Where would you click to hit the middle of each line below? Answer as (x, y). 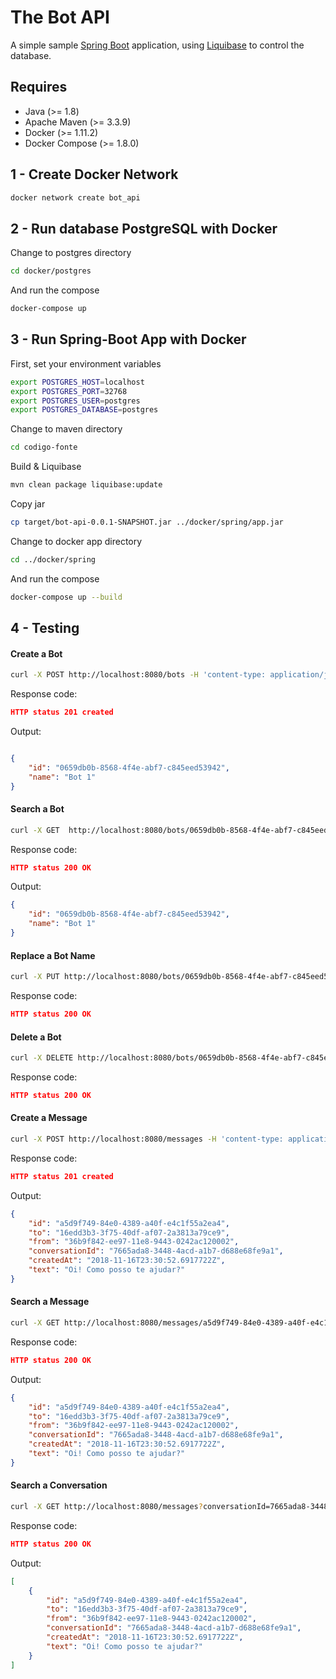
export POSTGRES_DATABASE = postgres (84, 410)
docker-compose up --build (66, 597)
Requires (39, 87)
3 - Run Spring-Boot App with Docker (128, 339)
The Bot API (60, 17)
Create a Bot (36, 653)
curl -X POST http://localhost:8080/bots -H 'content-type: (138, 675)
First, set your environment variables (86, 363)
